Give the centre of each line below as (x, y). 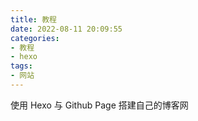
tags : (21, 66)
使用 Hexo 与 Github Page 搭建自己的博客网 (99, 105)
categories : (35, 38)
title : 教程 (33, 19)
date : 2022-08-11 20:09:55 (66, 29)
